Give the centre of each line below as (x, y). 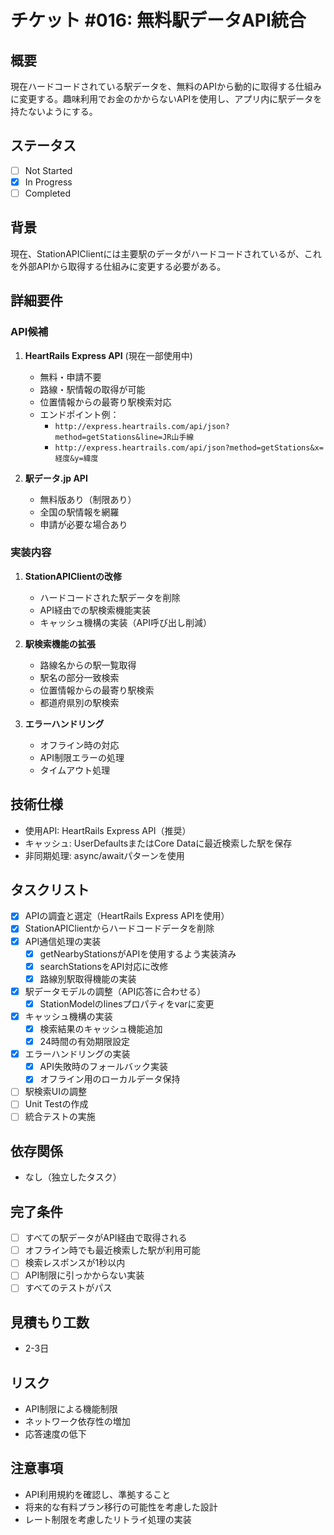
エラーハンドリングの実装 (77, 1054)
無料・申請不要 (70, 377)
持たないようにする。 (54, 111)
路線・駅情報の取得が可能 (92, 389)
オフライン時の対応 (79, 745)
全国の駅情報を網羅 (79, 512)
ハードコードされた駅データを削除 (110, 597)
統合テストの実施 (60, 1117)
